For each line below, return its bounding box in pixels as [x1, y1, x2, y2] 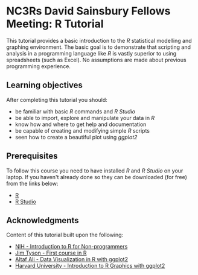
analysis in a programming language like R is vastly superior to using [6, 49, 177, 57]
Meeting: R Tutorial [6, 17, 104, 31]
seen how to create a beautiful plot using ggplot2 [14, 133, 138, 141]
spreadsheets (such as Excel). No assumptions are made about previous [6, 56, 187, 63]
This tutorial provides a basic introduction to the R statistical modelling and [6, 37, 192, 44]
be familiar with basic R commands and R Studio [14, 107, 136, 115]
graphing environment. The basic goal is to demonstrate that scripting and [6, 43, 191, 51]
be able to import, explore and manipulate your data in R [14, 114, 155, 121]
